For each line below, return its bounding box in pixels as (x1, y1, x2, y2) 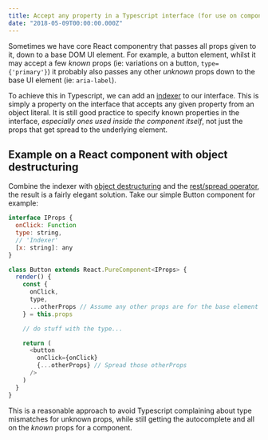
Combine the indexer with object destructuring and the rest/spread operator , (8, 182, 260, 191)
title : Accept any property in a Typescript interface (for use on (8, 11, 238, 20)
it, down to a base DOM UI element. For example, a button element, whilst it (8, 50, 257, 59)
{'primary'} (8, 68, 48, 76)
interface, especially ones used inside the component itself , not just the (8, 116, 243, 126)
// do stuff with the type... (22, 325, 124, 333)
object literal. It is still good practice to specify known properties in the (8, 107, 240, 117)
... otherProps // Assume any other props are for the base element (29, 302, 259, 310)
